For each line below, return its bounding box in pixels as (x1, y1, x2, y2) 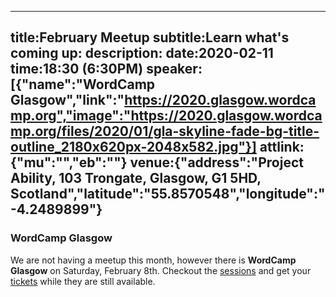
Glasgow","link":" (10, 92, 125, 109)
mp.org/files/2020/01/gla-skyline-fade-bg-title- (10, 123, 320, 140)
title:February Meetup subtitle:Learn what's (10, 29, 290, 46)
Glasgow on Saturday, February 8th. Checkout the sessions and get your (10, 264, 312, 276)
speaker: (146, 61, 203, 78)
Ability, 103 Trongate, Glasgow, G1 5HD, (10, 170, 262, 187)
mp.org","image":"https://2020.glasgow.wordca (10, 107, 323, 125)
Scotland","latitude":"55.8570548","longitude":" (10, 186, 326, 203)
